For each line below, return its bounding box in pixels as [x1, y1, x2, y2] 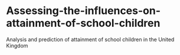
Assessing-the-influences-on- [6, 4, 161, 18]
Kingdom [6, 42, 28, 49]
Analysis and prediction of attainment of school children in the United [6, 36, 175, 43]
